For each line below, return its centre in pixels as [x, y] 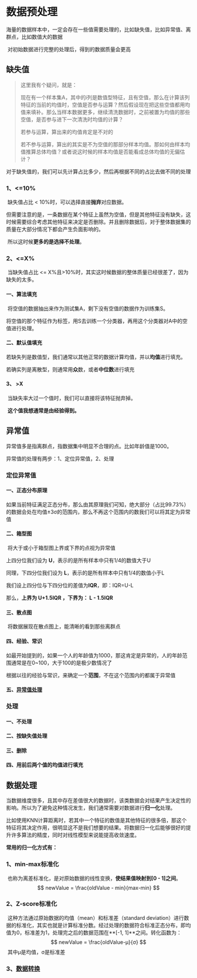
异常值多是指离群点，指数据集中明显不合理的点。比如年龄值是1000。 [89, 446]
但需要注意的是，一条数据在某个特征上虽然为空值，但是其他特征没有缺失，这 [98, 214]
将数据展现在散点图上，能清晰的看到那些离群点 [64, 627]
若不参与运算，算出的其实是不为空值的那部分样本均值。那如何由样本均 [105, 144]
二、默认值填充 [24, 343]
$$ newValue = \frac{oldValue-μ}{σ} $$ [98, 942]
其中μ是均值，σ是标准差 [36, 952]
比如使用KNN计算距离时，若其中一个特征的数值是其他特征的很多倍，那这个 [96, 821]
